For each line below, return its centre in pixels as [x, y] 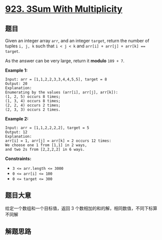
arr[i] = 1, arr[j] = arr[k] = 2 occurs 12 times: [58, 141]
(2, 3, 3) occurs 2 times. [33, 110]
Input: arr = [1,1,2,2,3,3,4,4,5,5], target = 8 [56, 80]
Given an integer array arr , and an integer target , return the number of [77, 41]
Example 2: [17, 119]
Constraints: [18, 159]
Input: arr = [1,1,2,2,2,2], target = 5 [47, 128]
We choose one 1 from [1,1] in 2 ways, [46, 145]
